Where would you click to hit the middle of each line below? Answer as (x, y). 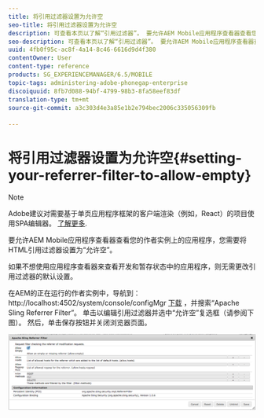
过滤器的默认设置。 (46, 277)
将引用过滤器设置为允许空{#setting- (125, 158)
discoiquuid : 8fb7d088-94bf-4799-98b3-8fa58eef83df (94, 91)
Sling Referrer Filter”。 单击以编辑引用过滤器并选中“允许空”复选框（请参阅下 (131, 313)
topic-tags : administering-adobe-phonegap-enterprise (98, 82)
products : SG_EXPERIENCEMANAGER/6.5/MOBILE (81, 75)
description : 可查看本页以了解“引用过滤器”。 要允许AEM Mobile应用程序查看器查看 (130, 33)
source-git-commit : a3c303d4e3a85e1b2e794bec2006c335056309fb (112, 108)
